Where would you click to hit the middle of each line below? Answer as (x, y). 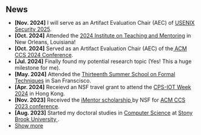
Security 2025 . (33, 29)
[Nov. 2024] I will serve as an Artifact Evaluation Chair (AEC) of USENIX (104, 23)
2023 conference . (37, 106)
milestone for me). (37, 68)
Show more (29, 126)
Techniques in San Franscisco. (53, 81)
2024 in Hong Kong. (39, 94)
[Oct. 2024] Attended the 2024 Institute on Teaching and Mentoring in (103, 35)
